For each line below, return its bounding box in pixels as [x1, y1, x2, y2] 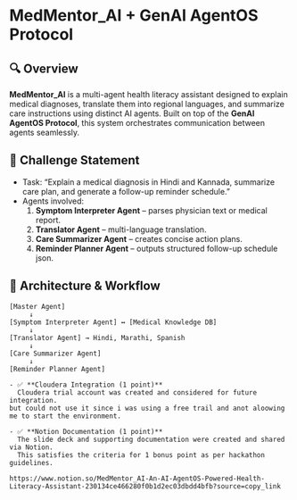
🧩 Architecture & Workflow [9, 279, 161, 294]
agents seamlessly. [9, 127, 80, 137]
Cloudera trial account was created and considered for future [17, 387, 257, 397]
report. [35, 214, 61, 225]
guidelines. [9, 458, 54, 467]
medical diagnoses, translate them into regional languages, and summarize [9, 99, 285, 109]
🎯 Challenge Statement [9, 153, 140, 168]
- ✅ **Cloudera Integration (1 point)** [9, 380, 163, 389]
